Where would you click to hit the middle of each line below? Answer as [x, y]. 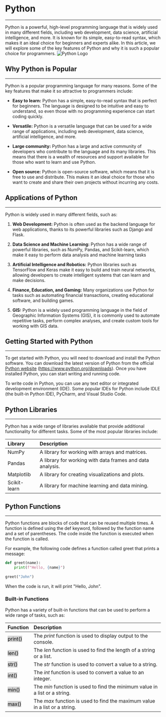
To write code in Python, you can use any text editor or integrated [72, 383]
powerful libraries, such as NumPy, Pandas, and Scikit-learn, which [81, 249]
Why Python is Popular [41, 69]
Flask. [18, 234]
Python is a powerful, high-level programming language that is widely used [82, 27]
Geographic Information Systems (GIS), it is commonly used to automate [86, 315]
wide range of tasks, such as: [35, 615]
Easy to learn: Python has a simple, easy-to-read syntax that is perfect [84, 100]
